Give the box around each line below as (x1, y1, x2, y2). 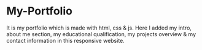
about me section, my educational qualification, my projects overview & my (6, 30, 196, 37)
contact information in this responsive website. (6, 37, 125, 44)
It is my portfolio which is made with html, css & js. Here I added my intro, (6, 24, 192, 31)
